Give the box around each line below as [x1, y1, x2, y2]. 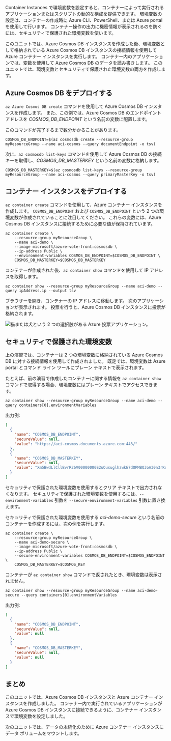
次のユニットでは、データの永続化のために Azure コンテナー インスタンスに [5, 724, 164, 730]
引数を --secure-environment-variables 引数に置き [54, 497, 161, 503]
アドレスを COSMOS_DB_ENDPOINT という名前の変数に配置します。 [5, 116, 150, 122]
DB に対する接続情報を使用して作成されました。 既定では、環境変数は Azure [5, 358, 166, 364]
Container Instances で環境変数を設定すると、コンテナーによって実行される [5, 5, 164, 10]
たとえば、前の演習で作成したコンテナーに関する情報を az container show [5, 376, 161, 382]
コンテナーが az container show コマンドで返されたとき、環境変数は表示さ [5, 572, 162, 578]
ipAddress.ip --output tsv [18, 288, 76, 293]
